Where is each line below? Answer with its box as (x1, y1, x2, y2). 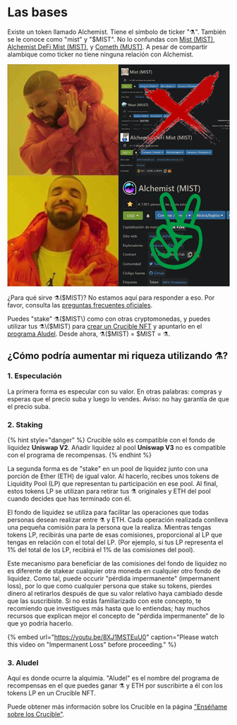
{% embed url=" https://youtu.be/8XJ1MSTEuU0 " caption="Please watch (7, 633, 219, 641)
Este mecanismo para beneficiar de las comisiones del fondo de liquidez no (7, 559, 227, 568)
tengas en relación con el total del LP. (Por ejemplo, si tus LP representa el (7, 537, 224, 547)
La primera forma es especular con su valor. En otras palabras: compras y (7, 387, 222, 396)
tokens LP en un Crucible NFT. (7, 689, 97, 697)
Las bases (7, 4, 68, 20)
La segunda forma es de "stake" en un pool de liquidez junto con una (7, 464, 209, 473)
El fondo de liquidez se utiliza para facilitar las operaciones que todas (7, 508, 209, 516)
